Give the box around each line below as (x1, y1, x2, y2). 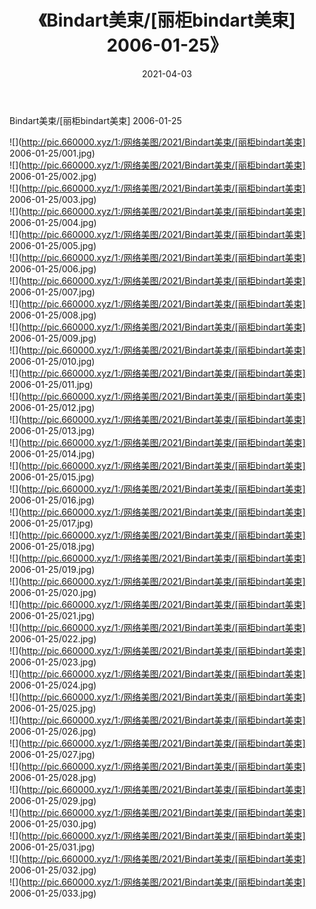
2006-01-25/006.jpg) (9, 262, 97, 275)
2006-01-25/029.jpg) (9, 794, 97, 806)
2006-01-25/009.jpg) (9, 332, 97, 344)
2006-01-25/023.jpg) (9, 656, 97, 668)
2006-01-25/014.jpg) (9, 447, 96, 460)
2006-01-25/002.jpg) (9, 170, 97, 182)
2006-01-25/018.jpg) (9, 540, 96, 552)
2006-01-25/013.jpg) (9, 424, 96, 436)
